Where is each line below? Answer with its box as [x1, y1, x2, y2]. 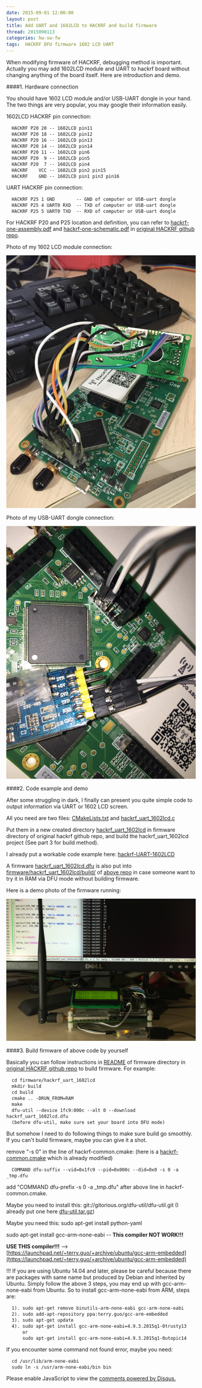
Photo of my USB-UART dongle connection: [6, 514, 115, 521]
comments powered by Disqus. [99, 1375, 176, 1382]
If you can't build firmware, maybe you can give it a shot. [6, 1137, 147, 1143]
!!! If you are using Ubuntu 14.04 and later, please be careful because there [6, 1267, 191, 1274]
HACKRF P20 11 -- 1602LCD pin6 [11, 149, 90, 155]
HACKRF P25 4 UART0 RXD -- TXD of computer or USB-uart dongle [11, 202, 176, 208]
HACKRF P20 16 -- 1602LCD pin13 [11, 137, 93, 143]
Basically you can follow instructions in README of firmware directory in [6, 1059, 186, 1066]
